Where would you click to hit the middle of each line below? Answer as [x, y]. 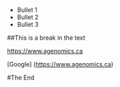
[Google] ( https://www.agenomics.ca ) [60, 64]
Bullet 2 [28, 17]
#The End [21, 77]
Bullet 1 [27, 10]
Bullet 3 [28, 24]
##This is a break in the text [46, 38]
